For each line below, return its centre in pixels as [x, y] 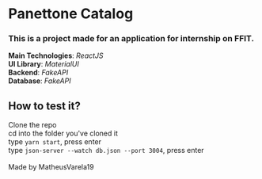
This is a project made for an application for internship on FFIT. [131, 39]
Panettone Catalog [71, 14]
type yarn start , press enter [55, 142]
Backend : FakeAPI [38, 73]
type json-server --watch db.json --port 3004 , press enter [106, 150]
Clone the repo [32, 125]
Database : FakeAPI [40, 81]
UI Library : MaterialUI [44, 64]
